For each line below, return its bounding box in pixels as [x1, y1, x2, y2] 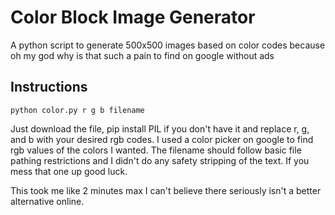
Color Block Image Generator [10, 6, 256, 29]
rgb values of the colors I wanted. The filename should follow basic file [10, 144, 302, 156]
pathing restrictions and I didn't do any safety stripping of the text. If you [10, 154, 310, 166]
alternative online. [10, 195, 85, 207]
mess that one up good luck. [10, 165, 128, 177]
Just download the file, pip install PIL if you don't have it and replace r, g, [10, 122, 310, 135]
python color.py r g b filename [10, 105, 145, 115]
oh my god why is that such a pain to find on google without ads [10, 49, 275, 61]
